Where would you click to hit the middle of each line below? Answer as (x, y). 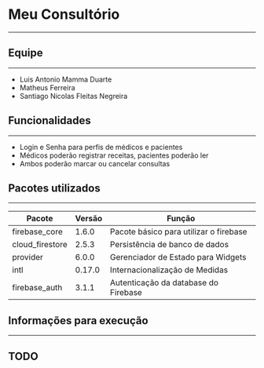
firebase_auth (37, 288)
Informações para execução (78, 321)
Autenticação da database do (164, 282)
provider (27, 257)
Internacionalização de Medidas (169, 270)
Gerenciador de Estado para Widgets (178, 257)
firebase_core (37, 231)
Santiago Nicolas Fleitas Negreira (73, 96)
